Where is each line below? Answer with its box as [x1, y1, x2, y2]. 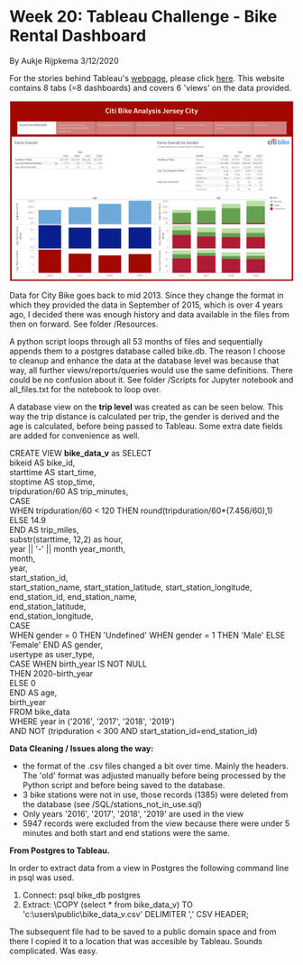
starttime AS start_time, [9, 467, 96, 478]
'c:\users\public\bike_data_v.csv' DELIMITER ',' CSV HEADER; [22, 909, 250, 920]
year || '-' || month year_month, [9, 544, 126, 555]
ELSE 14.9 [9, 515, 47, 526]
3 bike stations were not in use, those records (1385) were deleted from [22, 789, 289, 800]
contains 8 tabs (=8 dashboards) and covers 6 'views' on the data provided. [9, 82, 292, 93]
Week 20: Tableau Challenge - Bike [9, 6, 278, 27]
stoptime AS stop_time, [9, 476, 96, 488]
